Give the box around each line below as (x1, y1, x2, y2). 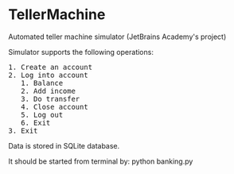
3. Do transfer (21, 94, 80, 103)
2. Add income (21, 86, 76, 95)
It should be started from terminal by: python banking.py (8, 157, 193, 166)
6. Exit (21, 118, 51, 127)
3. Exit (8, 126, 38, 135)
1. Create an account (8, 62, 93, 72)
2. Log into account (8, 70, 89, 79)
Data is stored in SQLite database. (8, 141, 120, 150)
